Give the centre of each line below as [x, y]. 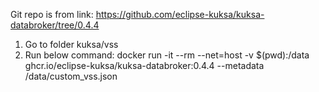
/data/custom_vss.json [71, 76]
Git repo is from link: [52, 14]
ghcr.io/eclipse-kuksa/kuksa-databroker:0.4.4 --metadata [144, 65]
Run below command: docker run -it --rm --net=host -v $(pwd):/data [167, 55]
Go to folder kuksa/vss [71, 44]
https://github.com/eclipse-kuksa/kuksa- [180, 14]
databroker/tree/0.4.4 [55, 25]
